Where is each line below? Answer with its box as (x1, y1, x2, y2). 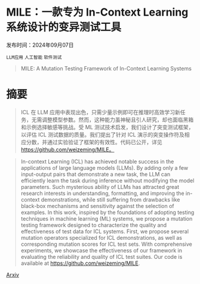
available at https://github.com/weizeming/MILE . (20, 259, 140, 267)
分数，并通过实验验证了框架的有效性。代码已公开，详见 (26, 138, 162, 145)
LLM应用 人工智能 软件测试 (6, 54, 62, 60)
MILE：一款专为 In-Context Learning (6, 5, 189, 19)
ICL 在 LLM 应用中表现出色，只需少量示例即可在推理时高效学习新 (20, 108, 180, 115)
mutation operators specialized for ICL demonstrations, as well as (20, 234, 182, 241)
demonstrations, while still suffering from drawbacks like (41, 196, 180, 203)
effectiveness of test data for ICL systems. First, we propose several (20, 228, 189, 235)
